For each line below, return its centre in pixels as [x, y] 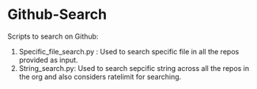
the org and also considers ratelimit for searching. [100, 76]
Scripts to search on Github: [53, 36]
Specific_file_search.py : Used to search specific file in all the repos [129, 51]
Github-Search [57, 15]
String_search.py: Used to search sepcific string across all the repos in [134, 68]
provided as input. [48, 60]
